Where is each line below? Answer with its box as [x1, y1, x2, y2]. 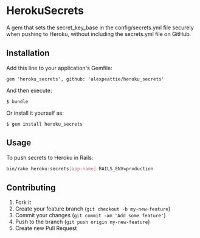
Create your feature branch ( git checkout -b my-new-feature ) [15, 205, 171, 212]
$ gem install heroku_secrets [6, 121, 83, 127]
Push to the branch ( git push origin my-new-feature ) [15, 218, 150, 226]
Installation [6, 48, 50, 59]
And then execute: [6, 87, 52, 94]
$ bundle [6, 98, 29, 104]
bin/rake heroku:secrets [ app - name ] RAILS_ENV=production [6, 165, 154, 171]
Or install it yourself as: [6, 109, 64, 117]
